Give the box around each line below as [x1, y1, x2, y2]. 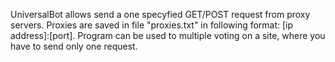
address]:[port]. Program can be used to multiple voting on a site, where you [10, 30, 326, 41]
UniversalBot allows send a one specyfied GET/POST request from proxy [10, 9, 311, 20]
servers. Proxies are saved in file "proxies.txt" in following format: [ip [10, 19, 294, 31]
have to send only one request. [10, 40, 138, 52]
